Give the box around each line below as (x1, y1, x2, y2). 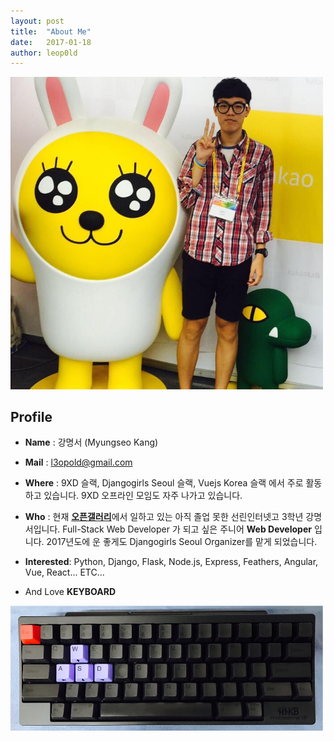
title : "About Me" (10, 26, 92, 37)
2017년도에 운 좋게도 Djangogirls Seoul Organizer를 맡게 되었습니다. (46, 536, 318, 548)
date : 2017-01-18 (10, 37, 92, 47)
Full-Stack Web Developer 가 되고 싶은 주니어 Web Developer (62, 523, 312, 535)
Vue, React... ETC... (24, 566, 105, 579)
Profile (10, 408, 53, 425)
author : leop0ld (10, 48, 78, 58)
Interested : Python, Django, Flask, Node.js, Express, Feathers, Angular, (24, 556, 319, 568)
